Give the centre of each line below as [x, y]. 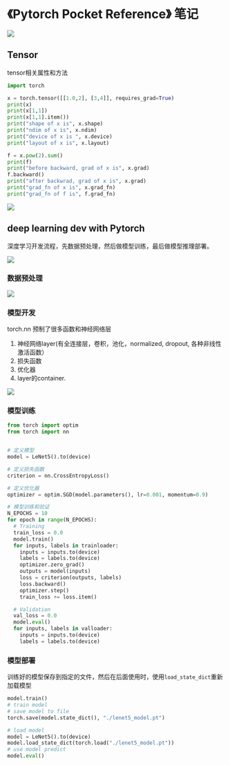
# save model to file [38, 711]
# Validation [32, 609]
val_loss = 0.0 [35, 616]
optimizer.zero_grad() [52, 565]
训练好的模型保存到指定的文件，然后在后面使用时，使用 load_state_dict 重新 [115, 677]
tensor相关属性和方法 [37, 72]
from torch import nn [38, 432]
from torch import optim [43, 425]
